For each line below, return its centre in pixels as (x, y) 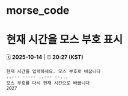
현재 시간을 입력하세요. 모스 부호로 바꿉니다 (53, 72)
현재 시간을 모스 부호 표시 (65, 40)
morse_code (38, 10)
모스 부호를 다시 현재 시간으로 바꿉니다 (48, 83)
